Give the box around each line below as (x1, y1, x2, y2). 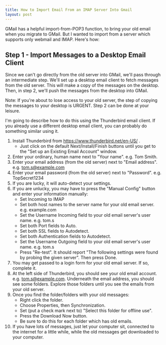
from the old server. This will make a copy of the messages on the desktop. (5, 82, 160, 88)
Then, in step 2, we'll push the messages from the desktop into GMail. (5, 88, 149, 94)
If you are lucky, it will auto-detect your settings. (12, 180, 112, 186)
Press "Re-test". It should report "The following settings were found (19, 249, 158, 255)
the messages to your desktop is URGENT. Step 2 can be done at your (5, 103, 149, 109)
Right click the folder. (19, 297, 64, 303)
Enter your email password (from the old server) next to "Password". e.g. (12, 170, 162, 176)
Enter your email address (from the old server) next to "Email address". (12, 159, 158, 165)
